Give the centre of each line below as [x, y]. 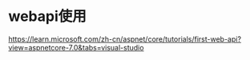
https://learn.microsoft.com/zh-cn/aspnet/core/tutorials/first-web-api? [125, 39]
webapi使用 [47, 16]
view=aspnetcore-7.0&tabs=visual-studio [76, 47]
